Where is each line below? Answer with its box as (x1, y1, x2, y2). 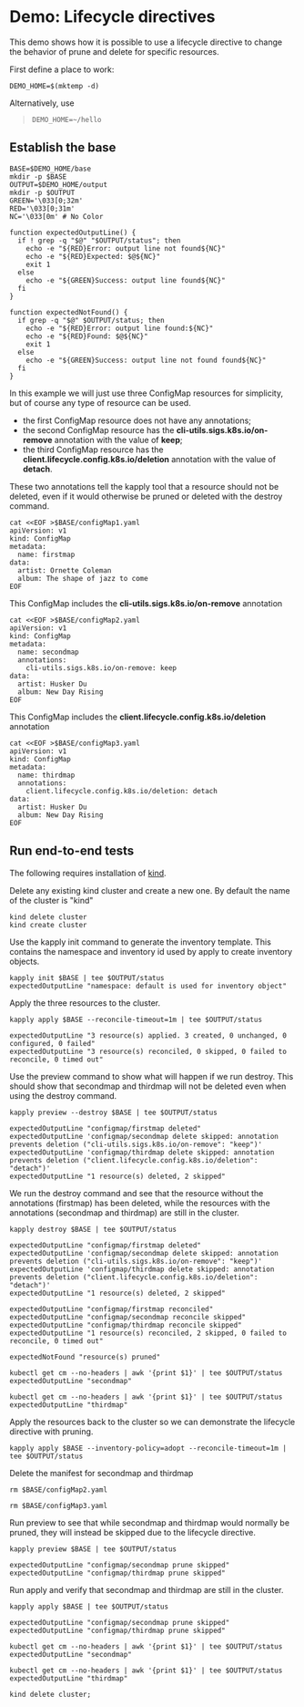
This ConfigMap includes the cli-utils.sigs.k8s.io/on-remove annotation (9, 597, 283, 608)
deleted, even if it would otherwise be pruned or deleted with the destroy (9, 491, 283, 502)
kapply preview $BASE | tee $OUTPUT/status (9, 1544, 177, 1554)
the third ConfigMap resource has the (22, 444, 164, 455)
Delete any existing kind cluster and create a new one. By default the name (9, 885, 290, 895)
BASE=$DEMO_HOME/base (9, 164, 92, 173)
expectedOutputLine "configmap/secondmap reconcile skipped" (9, 1312, 247, 1321)
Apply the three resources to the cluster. (9, 997, 161, 1009)
